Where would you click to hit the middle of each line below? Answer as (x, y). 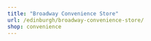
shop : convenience (34, 26)
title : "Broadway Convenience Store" (63, 14)
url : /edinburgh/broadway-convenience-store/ (75, 20)
